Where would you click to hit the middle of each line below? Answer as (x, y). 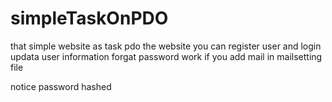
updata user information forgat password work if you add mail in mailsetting (166, 56)
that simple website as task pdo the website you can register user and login (166, 46)
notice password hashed (61, 86)
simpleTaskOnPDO (89, 18)
